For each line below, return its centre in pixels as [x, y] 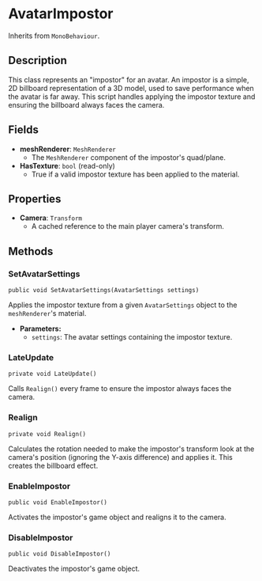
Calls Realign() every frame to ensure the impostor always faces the [120, 389]
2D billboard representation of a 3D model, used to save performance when [131, 88]
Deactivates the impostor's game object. [74, 569]
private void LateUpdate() [52, 374]
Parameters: [40, 328]
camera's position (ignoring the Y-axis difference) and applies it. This [120, 457]
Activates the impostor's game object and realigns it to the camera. [117, 517]
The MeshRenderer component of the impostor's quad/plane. [129, 157]
